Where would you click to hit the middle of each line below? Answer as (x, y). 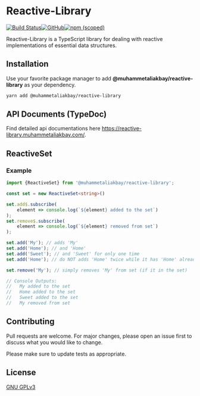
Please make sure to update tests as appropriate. (66, 354)
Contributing (30, 322)
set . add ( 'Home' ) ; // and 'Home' (46, 248)
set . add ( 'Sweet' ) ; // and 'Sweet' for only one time (73, 254)
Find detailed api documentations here (53, 129)
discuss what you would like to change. (54, 342)
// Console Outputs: (32, 281)
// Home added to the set (41, 292)
